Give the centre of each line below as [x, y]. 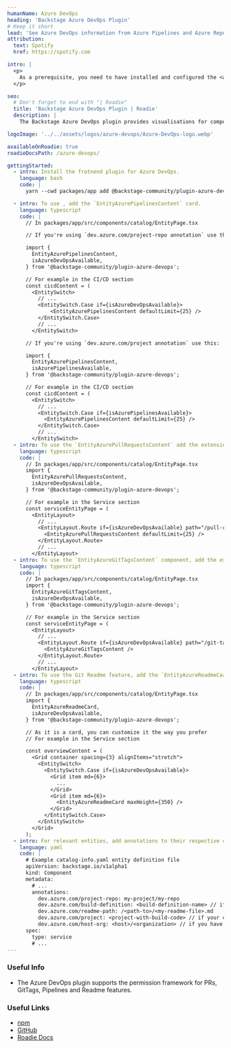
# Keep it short [30, 26]
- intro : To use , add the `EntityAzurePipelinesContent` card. [107, 203]
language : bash [41, 179]
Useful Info [26, 967]
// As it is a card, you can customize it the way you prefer [116, 732]
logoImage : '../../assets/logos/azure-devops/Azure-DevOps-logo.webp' [110, 134]
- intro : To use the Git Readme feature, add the [86, 675]
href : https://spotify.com [52, 52]
